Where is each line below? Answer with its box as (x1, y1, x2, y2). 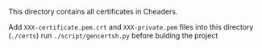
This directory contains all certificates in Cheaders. (8, 7, 178, 16)
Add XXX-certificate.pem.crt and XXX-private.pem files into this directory (8, 22, 254, 31)
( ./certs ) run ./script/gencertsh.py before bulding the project (8, 31, 218, 40)
